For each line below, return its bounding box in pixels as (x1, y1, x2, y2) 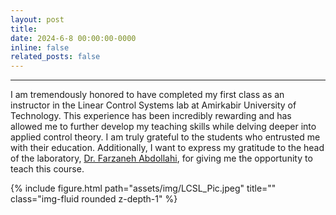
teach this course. (10, 163, 85, 175)
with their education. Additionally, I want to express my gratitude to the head (10, 142, 325, 154)
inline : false (10, 42, 70, 53)
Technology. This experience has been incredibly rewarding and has (10, 110, 292, 122)
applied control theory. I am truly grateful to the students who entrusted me (10, 131, 321, 143)
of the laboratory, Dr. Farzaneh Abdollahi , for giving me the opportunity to (10, 152, 313, 165)
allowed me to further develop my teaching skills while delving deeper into (10, 121, 317, 133)
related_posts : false (10, 52, 101, 62)
